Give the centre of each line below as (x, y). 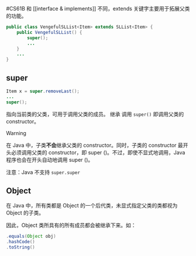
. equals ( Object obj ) (31, 236)
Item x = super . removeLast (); (43, 91)
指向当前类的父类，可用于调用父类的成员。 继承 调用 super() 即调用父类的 (95, 114)
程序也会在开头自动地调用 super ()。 (50, 160)
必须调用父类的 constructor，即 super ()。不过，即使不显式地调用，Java (98, 152)
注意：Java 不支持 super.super (43, 172)
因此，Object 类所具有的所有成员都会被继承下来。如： (71, 225)
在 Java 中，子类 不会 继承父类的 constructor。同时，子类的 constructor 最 (94, 145)
